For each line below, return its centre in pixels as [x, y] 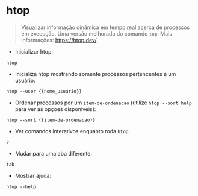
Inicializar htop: [34, 51]
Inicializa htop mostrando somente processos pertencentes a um [95, 74]
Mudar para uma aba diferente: [53, 153]
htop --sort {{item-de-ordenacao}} [51, 120]
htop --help [21, 187]
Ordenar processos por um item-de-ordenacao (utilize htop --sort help [103, 103]
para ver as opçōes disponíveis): [55, 109]
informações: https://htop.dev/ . [59, 40]
